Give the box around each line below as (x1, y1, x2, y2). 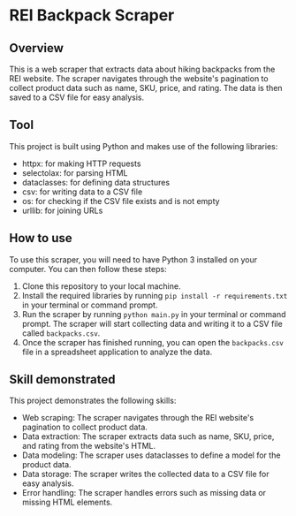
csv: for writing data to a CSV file (21, 186, 143, 197)
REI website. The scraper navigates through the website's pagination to (9, 73, 269, 84)
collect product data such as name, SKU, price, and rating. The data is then (9, 83, 283, 93)
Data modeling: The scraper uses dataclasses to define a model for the (21, 450, 281, 460)
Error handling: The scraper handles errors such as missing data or (21, 488, 267, 498)
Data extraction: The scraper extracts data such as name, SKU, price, (21, 431, 275, 442)
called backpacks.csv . (21, 328, 101, 338)
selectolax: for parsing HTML (21, 167, 128, 178)
